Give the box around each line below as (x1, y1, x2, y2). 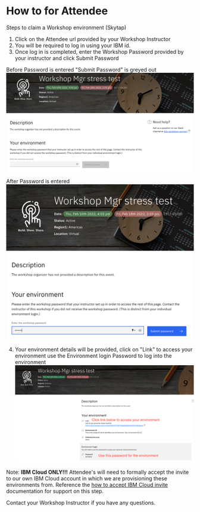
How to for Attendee (6, 4, 108, 18)
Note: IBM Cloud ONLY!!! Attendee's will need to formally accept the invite (6, 468, 189, 476)
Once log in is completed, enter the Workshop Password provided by (14, 48, 184, 55)
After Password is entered (6, 178, 70, 185)
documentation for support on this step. (6, 488, 104, 495)
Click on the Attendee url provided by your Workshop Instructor (14, 35, 171, 42)
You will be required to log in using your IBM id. (14, 42, 131, 49)
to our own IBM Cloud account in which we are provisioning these (6, 475, 168, 482)
